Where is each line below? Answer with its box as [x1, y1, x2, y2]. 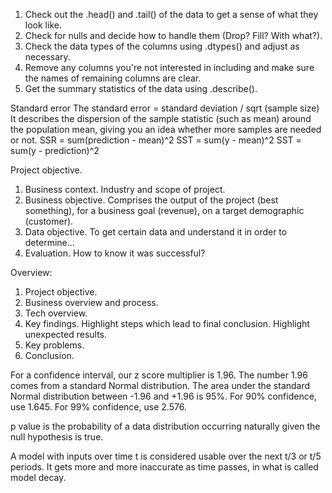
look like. [24, 19, 62, 31]
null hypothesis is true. [10, 431, 104, 443]
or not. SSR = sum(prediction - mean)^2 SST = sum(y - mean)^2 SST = [10, 134, 302, 146]
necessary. [24, 51, 71, 63]
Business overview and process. [24, 297, 159, 308]
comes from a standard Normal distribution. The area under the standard [10, 380, 311, 391]
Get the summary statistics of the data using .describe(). [24, 83, 258, 94]
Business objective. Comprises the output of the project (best [24, 194, 279, 206]
